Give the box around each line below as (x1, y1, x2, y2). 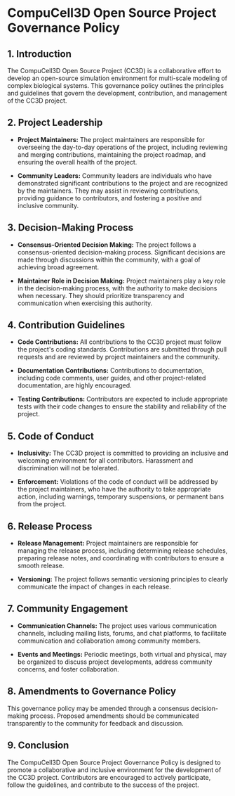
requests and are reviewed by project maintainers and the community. (17, 353, 220, 361)
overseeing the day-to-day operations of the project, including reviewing (17, 143, 228, 151)
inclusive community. (17, 201, 79, 210)
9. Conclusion (7, 740, 69, 752)
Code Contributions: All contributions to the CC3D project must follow (17, 338, 222, 346)
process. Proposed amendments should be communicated (29, 712, 199, 720)
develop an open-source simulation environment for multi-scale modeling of (7, 74, 228, 82)
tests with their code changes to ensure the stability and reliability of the (17, 402, 227, 411)
